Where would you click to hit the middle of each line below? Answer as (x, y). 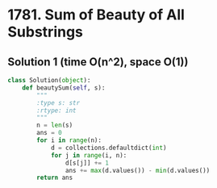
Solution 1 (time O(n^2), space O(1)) (98, 62)
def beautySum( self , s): (64, 88)
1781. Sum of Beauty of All (96, 15)
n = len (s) (55, 125)
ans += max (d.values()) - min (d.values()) (138, 170)
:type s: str (58, 102)
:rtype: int (57, 111)
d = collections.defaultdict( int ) (108, 148)
